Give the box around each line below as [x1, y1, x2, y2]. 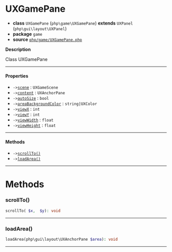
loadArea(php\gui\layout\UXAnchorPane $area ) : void [5, 237, 118, 242]
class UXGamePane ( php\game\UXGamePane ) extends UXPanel [12, 20, 133, 26]
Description [5, 46, 31, 52]
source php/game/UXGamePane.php [12, 36, 82, 43]
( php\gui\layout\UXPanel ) [12, 25, 67, 31]
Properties [5, 73, 29, 79]
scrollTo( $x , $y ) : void [5, 208, 60, 213]
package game [12, 31, 42, 37]
